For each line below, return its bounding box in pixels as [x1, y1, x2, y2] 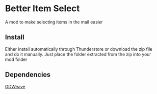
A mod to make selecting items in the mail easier [5, 19, 103, 25]
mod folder [5, 56, 27, 62]
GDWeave [5, 83, 26, 89]
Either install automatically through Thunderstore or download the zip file [5, 46, 153, 52]
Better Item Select [5, 3, 80, 14]
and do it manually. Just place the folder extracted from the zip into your [5, 51, 151, 57]
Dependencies [5, 71, 51, 79]
